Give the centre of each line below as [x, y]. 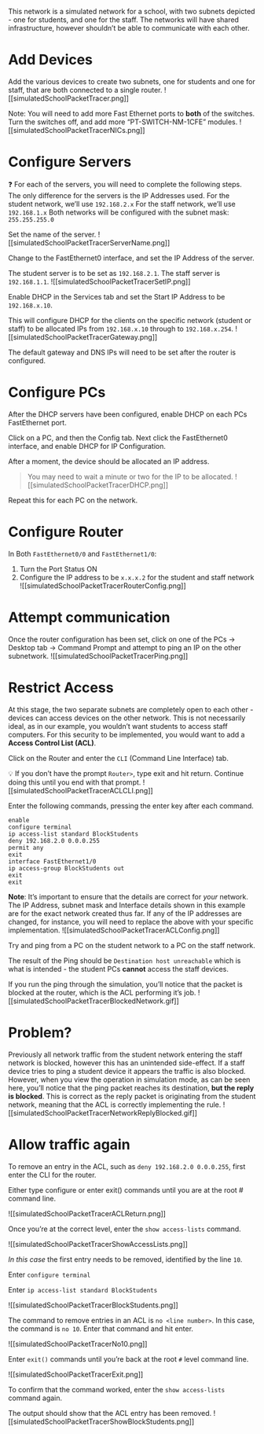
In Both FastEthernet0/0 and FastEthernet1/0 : [82, 553]
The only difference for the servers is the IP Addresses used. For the [119, 195]
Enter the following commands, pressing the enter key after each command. [131, 806]
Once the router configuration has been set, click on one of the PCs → [122, 639]
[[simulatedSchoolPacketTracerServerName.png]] [89, 242]
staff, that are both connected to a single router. [85, 90]
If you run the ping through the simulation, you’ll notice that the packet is [126, 984]
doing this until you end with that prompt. [75, 782]
